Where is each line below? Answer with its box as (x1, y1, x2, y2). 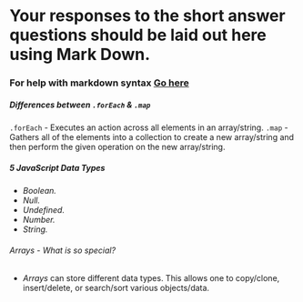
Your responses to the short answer (9, 5, 286, 26)
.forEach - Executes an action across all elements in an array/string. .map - (9, 122, 288, 133)
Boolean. (22, 186, 57, 196)
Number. (22, 215, 56, 226)
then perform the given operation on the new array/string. (9, 142, 226, 153)
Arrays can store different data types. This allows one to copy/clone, (22, 273, 280, 284)
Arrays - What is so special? (9, 245, 116, 256)
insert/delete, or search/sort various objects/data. (22, 283, 210, 294)
